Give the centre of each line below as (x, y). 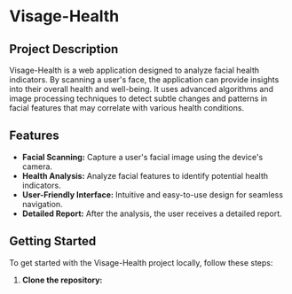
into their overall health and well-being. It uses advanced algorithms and (141, 89)
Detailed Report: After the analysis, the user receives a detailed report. (152, 213)
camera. (37, 166)
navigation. (43, 204)
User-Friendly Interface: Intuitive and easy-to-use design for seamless (153, 194)
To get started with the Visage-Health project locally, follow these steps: (141, 262)
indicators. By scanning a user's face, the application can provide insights (144, 80)
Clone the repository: (62, 280)
